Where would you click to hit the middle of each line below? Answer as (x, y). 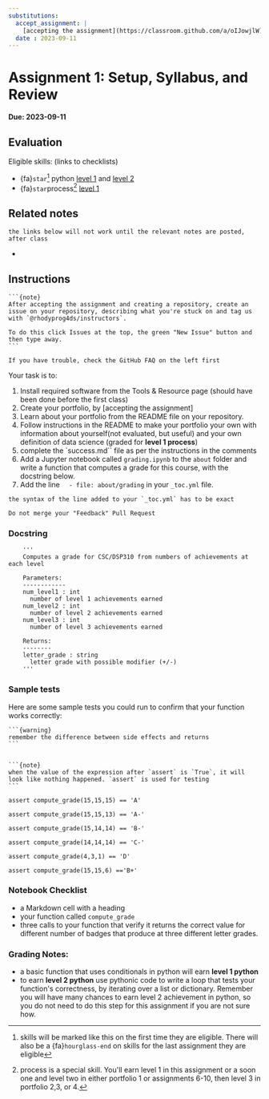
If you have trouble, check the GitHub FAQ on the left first (114, 360)
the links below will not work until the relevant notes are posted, (127, 232)
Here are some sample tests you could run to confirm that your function (126, 707)
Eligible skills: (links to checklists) (63, 162)
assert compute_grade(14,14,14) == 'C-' (77, 842)
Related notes (43, 213)
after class (28, 239)
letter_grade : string (60, 655)
